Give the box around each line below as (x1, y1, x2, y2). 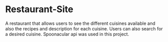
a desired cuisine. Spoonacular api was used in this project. (5, 31, 130, 37)
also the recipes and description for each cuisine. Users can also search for (5, 25, 163, 31)
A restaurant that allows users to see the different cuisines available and (5, 20, 155, 26)
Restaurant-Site (5, 4, 73, 15)
